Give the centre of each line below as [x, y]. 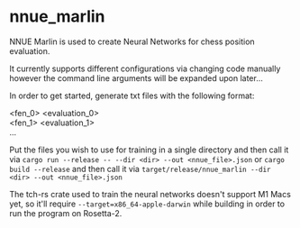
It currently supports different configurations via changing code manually [145, 68]
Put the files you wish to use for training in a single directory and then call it [149, 150]
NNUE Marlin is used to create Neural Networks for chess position [132, 41]
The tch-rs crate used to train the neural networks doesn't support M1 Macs [150, 194]
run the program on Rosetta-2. [66, 213]
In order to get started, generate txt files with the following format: [132, 96]
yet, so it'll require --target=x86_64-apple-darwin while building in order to [147, 204]
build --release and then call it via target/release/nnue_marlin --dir [140, 169]
